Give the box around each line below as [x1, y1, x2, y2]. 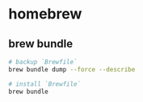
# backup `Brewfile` [8, 58, 78, 66]
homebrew [8, 5, 82, 23]
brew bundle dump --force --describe [8, 65, 136, 73]
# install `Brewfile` [8, 80, 82, 88]
